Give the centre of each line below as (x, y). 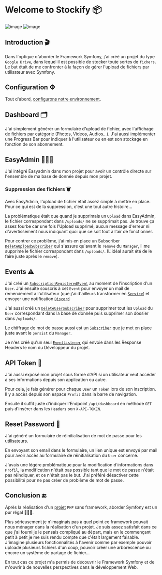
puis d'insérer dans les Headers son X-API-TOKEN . (53, 409)
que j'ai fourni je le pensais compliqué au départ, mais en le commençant (78, 532)
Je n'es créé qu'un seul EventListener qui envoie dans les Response (73, 342)
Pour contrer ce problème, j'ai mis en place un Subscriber (62, 241)
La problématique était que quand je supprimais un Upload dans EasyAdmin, (81, 216)
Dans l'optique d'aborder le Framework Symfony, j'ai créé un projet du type (80, 56)
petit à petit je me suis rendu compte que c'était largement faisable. (72, 537)
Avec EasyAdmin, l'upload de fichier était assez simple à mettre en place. (78, 202)
